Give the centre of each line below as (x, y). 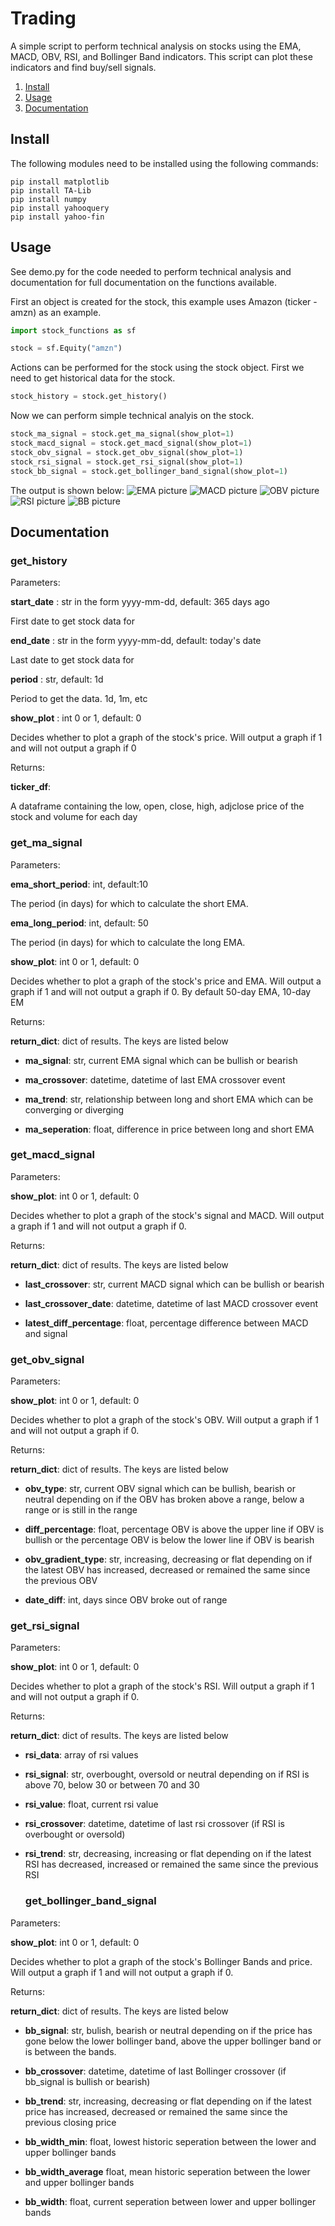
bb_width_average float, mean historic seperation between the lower (167, 2171)
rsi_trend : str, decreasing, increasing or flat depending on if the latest (168, 1854)
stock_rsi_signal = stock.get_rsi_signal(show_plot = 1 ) (127, 462)
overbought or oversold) (75, 1834)
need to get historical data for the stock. (93, 378)
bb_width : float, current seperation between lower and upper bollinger (170, 2201)
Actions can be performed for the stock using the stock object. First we (157, 368)
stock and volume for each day (74, 817)
